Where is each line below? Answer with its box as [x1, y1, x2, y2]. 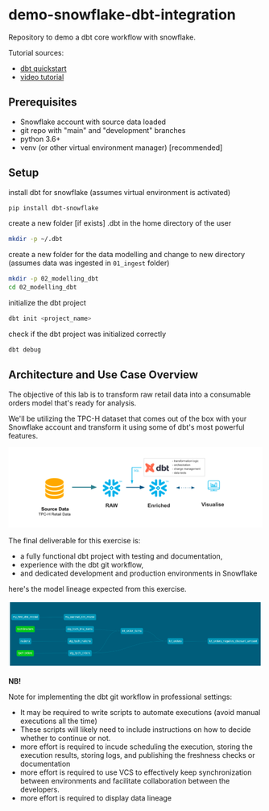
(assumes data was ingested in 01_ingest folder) [8, 258, 170, 268]
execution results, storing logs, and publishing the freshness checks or [19, 751, 255, 760]
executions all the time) [19, 716, 98, 726]
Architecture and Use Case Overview [8, 368, 199, 382]
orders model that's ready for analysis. [8, 397, 137, 408]
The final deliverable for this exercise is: [8, 535, 141, 545]
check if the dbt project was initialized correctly [8, 329, 167, 339]
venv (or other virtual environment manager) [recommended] [19, 143, 223, 152]
